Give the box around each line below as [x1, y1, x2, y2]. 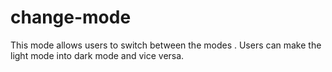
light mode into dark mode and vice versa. [10, 49, 185, 61]
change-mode [10, 6, 132, 29]
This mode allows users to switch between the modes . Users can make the [10, 39, 322, 51]
